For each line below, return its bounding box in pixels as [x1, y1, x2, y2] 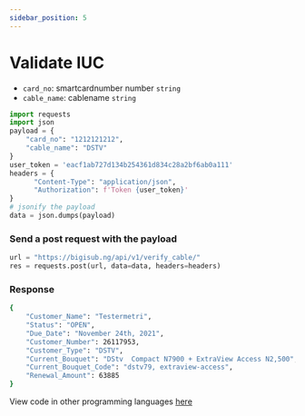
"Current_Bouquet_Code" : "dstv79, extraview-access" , [25, 362, 233, 372]
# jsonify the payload [9, 203, 95, 212]
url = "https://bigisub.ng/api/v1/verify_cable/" [9, 253, 202, 262]
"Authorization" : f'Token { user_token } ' [33, 185, 189, 195]
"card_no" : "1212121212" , [25, 135, 124, 144]
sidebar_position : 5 [9, 13, 88, 23]
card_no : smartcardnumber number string [22, 83, 182, 94]
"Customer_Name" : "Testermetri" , [25, 312, 152, 322]
